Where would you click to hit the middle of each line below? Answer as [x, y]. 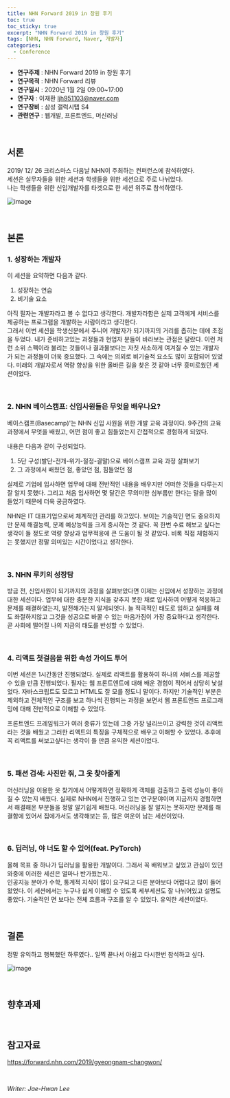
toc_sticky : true [32, 26]
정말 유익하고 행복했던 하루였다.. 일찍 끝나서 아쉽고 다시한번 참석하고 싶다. [106, 954]
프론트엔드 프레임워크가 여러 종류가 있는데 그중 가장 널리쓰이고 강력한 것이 [106, 724]
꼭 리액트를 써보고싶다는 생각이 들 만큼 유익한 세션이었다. [83, 741]
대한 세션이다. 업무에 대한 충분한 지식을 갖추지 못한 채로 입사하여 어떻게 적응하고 [114, 599]
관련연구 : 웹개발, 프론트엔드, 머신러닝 [67, 115]
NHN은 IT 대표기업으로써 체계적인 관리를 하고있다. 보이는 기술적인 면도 [102, 516]
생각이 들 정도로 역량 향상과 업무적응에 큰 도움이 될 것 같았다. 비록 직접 [101, 533]
